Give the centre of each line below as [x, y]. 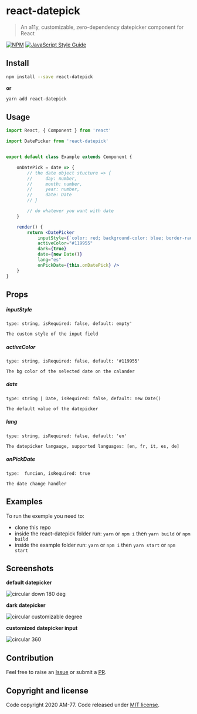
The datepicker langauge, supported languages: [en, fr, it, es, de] [93, 446]
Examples [24, 502]
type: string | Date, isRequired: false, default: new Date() [84, 398]
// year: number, [54, 189]
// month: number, [55, 184]
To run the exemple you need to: [45, 516]
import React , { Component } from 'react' [59, 130]
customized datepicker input [42, 628]
